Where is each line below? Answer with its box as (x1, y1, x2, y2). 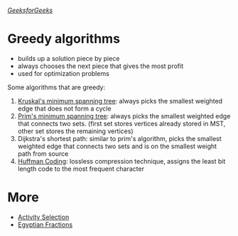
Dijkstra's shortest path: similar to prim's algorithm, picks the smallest (17, 134, 222, 142)
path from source (17, 149, 69, 158)
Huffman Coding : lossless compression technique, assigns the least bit (17, 157, 226, 165)
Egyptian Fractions (17, 220, 73, 229)
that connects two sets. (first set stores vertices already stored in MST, (17, 119, 226, 128)
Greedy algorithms (7, 31, 121, 47)
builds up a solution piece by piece (17, 54, 120, 62)
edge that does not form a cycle (17, 104, 112, 113)
